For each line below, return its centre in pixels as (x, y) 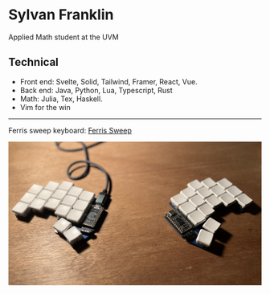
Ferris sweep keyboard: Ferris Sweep (70, 130)
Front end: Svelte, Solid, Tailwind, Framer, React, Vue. (109, 81)
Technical (33, 62)
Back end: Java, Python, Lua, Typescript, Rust (96, 90)
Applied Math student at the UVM (63, 37)
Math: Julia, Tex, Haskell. (61, 99)
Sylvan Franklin (61, 15)
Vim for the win (45, 107)
